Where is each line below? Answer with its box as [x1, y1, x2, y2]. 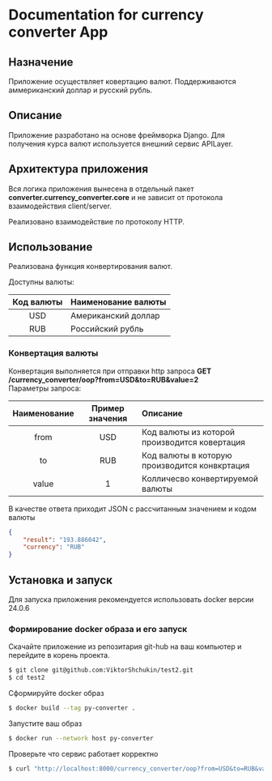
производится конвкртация [141, 459, 250, 471]
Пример [91, 403, 125, 414]
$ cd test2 [8, 674, 45, 682]
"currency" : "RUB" [23, 543, 85, 552]
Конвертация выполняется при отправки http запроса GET [8, 366, 212, 376]
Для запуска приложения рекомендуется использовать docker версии [8, 595, 254, 604]
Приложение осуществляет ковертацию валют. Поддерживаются [8, 77, 236, 86]
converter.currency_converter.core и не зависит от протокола [8, 192, 223, 202]
